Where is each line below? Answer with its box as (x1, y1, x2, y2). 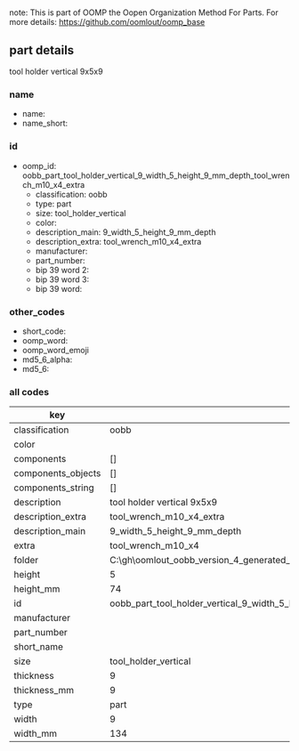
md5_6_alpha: (21, 354, 73, 365)
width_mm (13, 728, 58, 740)
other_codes (9, 305, 65, 318)
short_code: (21, 326, 67, 336)
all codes (9, 385, 50, 398)
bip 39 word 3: (35, 274, 90, 285)
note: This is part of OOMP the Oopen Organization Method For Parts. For (9, 7, 279, 18)
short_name (13, 641, 64, 653)
